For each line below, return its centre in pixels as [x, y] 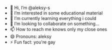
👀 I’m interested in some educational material [56, 13]
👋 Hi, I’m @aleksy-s [30, 8]
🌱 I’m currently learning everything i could [53, 18]
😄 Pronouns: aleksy [30, 36]
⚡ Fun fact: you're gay [33, 42]
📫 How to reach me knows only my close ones [58, 29]
